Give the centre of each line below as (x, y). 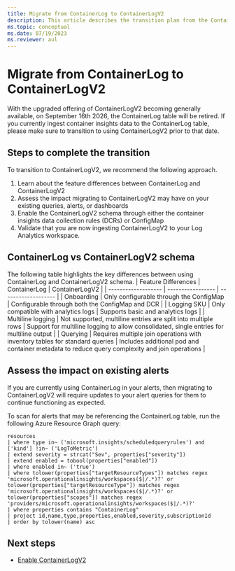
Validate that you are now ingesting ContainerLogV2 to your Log (110, 227)
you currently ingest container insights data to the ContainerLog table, (108, 124)
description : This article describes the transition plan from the (108, 20)
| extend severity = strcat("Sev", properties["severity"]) (97, 454)
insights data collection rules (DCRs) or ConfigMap (91, 220)
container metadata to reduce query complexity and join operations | (106, 348)
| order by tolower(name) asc (51, 522)
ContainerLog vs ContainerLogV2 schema (101, 257)
